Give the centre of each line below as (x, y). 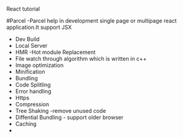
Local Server (31, 46)
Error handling (33, 91)
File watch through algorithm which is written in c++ (81, 59)
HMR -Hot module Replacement (55, 52)
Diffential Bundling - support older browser (69, 117)
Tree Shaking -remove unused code (61, 111)
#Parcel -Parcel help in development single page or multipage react (91, 21)
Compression (32, 104)
